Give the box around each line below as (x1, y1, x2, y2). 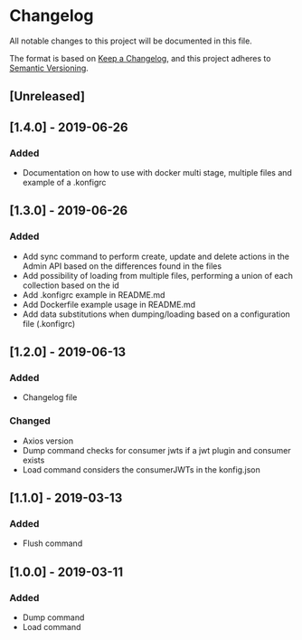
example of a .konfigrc (22, 177, 107, 188)
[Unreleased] (9, 89, 86, 104)
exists (22, 454, 45, 465)
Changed (9, 415, 52, 427)
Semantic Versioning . (9, 62, 89, 73)
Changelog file (22, 392, 78, 403)
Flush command (22, 538, 83, 549)
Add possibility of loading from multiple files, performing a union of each (22, 270, 294, 281)
